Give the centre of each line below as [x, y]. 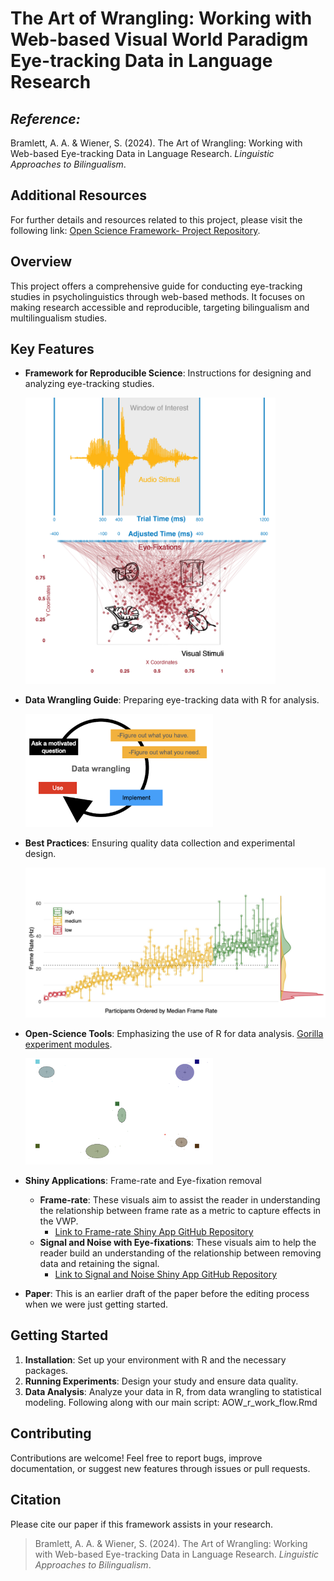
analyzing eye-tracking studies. [89, 384]
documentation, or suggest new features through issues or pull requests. [160, 1468]
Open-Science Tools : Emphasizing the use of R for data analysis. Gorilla [174, 1033]
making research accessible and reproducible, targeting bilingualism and [160, 307]
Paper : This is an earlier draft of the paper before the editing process [167, 1294]
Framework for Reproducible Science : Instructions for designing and [168, 373]
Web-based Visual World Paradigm [159, 39]
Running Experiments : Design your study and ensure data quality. [161, 1381]
